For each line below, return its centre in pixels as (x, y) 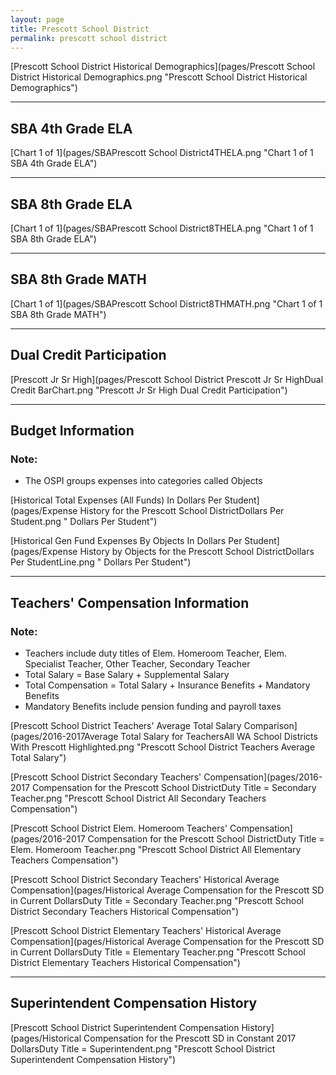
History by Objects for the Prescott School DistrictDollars (197, 552)
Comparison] (270, 725)
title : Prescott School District (80, 29)
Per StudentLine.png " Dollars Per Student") (101, 562)
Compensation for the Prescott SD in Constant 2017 (190, 1038)
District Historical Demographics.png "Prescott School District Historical (159, 77)
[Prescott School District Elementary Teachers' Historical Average (146, 930)
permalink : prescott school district (89, 38)
